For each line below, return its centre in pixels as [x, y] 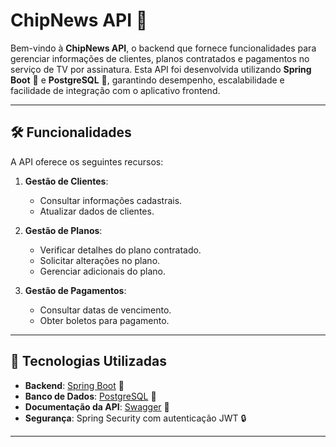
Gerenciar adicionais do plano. [103, 271]
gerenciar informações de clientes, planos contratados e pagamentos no [160, 58]
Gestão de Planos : [63, 230]
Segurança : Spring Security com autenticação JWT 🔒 [135, 418]
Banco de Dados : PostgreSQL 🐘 [90, 396]
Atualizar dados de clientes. [97, 211]
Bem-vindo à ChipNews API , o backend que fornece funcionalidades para [163, 48]
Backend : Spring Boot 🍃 [74, 385]
